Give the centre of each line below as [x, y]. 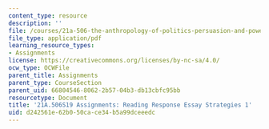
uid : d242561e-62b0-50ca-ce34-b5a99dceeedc [82, 113]
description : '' [35, 23]
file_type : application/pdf [55, 38]
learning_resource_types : [51, 46]
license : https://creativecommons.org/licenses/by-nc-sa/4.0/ [114, 61]
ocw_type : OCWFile [39, 68]
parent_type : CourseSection [55, 83]
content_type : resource [48, 16]
